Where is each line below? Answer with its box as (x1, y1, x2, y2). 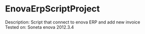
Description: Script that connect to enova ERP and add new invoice (5, 19, 141, 25)
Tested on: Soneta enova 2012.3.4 (5, 24, 74, 30)
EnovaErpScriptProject (5, 3, 100, 14)
